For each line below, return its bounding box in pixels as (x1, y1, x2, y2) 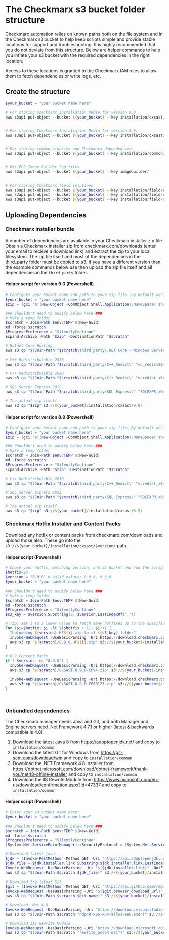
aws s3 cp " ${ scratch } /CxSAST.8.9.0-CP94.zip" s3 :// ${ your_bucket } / (10, 668, 156, 673)
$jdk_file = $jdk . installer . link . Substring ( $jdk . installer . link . (5, 861, 145, 866)
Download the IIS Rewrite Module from (12, 776, 93, 782)
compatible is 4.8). (5, 729, 44, 735)
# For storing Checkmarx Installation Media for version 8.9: (5, 128, 138, 133)
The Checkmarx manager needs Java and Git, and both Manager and (5, 718, 149, 724)
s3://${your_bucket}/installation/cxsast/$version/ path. (5, 543, 128, 549)
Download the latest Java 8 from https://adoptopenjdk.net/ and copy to (12, 739, 160, 745)
